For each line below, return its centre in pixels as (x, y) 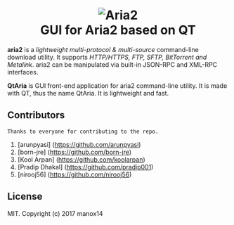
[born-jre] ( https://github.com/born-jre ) (74, 152)
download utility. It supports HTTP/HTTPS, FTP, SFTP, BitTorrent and (107, 57)
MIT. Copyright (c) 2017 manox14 (55, 213)
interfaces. (23, 72)
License (25, 197)
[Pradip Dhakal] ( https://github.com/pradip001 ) (85, 167)
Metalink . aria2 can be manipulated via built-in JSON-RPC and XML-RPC (112, 64)
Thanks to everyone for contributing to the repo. (83, 131)
